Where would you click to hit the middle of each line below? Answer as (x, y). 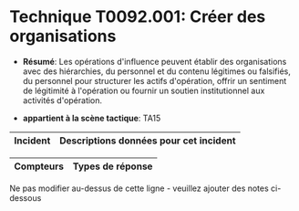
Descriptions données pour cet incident (147, 141)
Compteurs (39, 166)
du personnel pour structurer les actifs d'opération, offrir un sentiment (155, 80)
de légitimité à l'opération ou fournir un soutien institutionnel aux (144, 90)
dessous (26, 197)
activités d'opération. (62, 100)
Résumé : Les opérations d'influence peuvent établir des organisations (155, 61)
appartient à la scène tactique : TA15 (92, 118)
